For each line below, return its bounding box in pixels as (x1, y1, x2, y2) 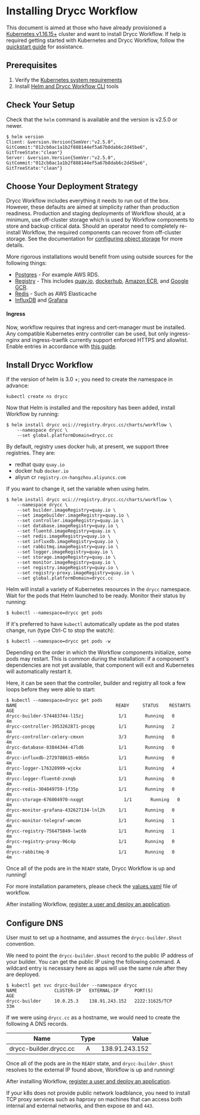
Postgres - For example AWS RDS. (14, 271, 100, 279)
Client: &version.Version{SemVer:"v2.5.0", (6, 139, 116, 145)
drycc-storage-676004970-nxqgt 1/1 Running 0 (6, 797, 180, 803)
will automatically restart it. (6, 668, 73, 675)
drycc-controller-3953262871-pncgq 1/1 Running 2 (6, 723, 175, 730)
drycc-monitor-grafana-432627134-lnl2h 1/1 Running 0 (6, 807, 175, 814)
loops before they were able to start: (6, 686, 96, 693)
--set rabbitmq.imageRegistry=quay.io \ (17, 544, 119, 550)
